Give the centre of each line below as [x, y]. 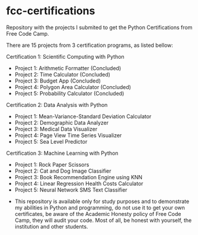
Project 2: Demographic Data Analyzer [62, 122]
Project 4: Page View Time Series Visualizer [68, 135]
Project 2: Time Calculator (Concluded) [63, 74]
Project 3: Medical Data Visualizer [56, 129]
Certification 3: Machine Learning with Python [62, 153]
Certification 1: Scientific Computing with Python [65, 56]
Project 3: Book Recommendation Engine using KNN [79, 177]
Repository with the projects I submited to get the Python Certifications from [99, 27]
